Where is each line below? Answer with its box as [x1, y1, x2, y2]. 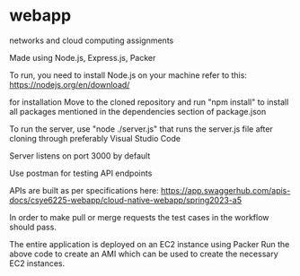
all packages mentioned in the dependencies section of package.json [9, 106, 267, 116]
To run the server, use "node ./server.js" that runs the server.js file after [9, 123, 274, 134]
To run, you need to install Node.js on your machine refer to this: [9, 69, 247, 81]
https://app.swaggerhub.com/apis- [160, 185, 291, 195]
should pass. [9, 221, 57, 232]
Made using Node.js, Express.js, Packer [9, 52, 156, 63]
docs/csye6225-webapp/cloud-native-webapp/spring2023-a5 [9, 194, 243, 205]
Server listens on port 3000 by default [9, 150, 151, 161]
